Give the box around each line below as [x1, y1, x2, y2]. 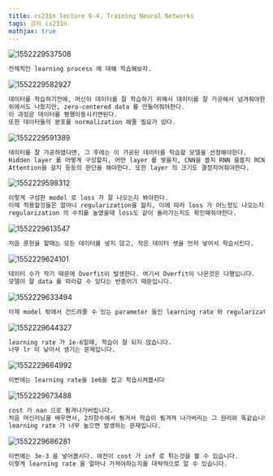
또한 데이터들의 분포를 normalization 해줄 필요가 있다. [8, 118, 176, 126]
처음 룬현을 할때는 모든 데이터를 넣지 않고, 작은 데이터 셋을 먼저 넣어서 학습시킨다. [8, 240, 254, 248]
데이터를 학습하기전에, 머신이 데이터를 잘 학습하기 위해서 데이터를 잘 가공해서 [8, 95, 234, 104]
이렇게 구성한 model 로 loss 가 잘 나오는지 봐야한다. [8, 194, 169, 202]
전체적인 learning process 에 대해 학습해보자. [8, 65, 152, 73]
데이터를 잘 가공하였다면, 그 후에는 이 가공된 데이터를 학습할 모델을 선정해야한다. [8, 148, 247, 157]
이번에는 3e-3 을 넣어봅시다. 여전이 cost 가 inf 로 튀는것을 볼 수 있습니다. [8, 452, 239, 460]
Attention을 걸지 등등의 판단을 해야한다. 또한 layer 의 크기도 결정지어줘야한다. [8, 163, 250, 171]
